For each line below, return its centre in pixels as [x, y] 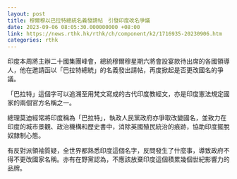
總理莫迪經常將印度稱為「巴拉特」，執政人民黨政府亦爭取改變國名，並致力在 [117, 118]
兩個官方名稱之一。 [47, 103]
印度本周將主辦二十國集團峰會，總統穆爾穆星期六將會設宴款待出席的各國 [112, 62]
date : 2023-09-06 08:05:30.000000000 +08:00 [74, 27]
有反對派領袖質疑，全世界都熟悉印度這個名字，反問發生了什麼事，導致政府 [115, 151]
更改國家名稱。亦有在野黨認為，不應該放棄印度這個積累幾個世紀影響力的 [124, 159]
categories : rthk [33, 40]
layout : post [26, 14]
